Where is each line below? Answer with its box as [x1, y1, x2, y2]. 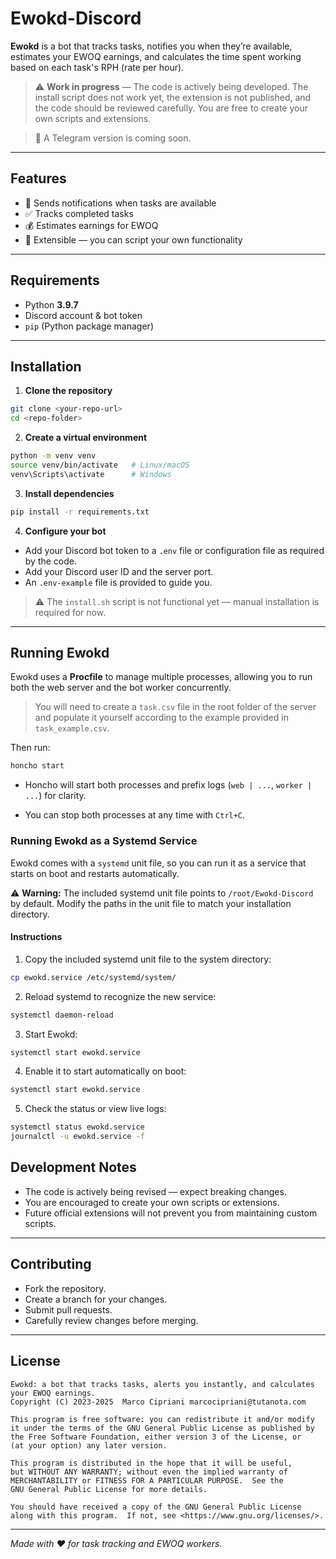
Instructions [10, 931, 63, 943]
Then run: [10, 742, 51, 754]
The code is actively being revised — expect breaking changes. [24, 1185, 287, 1197]
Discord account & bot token [24, 309, 143, 321]
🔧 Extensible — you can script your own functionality [24, 233, 243, 246]
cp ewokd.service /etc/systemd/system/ [10, 972, 177, 982]
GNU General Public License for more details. [10, 1484, 208, 1494]
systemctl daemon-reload [10, 1010, 114, 1020]
